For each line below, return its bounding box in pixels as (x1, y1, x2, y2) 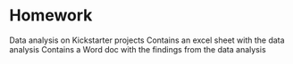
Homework (9, 5, 93, 26)
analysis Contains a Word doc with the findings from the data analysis (9, 44, 266, 54)
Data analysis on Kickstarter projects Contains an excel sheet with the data (9, 35, 285, 45)
